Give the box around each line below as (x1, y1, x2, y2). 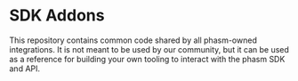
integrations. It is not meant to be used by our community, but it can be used (9, 44, 289, 54)
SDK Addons (9, 5, 105, 26)
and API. (9, 63, 41, 74)
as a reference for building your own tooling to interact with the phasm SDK (9, 53, 286, 64)
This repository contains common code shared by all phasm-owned (9, 35, 258, 45)
